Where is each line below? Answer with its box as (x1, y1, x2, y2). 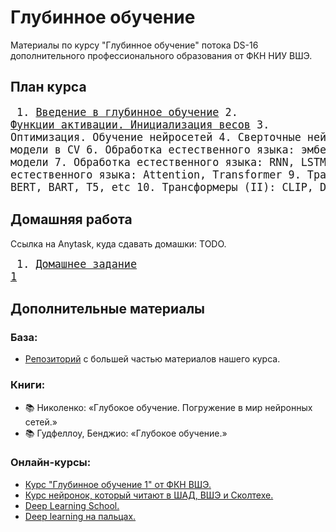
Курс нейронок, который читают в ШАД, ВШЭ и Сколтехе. (24, 489, 274, 501)
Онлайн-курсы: (10, 456, 92, 470)
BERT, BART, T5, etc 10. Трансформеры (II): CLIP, (10, 180, 314, 194)
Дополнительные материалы (10, 300, 206, 317)
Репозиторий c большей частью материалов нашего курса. (24, 353, 281, 365)
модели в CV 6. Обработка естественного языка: (10, 142, 295, 156)
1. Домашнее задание (16, 257, 138, 271)
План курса (10, 79, 87, 96)
